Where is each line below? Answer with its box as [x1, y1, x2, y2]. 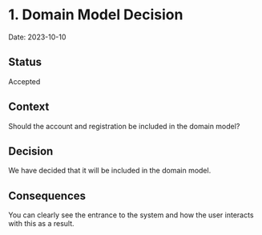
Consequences [8, 188, 87, 202]
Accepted [8, 76, 41, 86]
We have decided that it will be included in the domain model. [8, 166, 212, 176]
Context [8, 100, 50, 114]
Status [8, 55, 42, 69]
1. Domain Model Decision [8, 6, 183, 24]
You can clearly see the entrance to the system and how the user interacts [8, 210, 254, 220]
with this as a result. [8, 219, 75, 229]
